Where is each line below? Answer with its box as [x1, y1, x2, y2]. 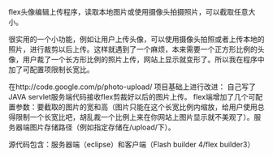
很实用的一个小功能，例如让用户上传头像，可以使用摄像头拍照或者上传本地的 [8, 35, 265, 44]
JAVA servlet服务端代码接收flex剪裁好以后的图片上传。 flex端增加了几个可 [8, 92, 256, 101]
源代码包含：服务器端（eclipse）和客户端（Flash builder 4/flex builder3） [8, 140, 255, 149]
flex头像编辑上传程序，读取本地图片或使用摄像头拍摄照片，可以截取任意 [8, 7, 249, 16]
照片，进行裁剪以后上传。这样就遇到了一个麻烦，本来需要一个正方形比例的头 [8, 45, 265, 54]
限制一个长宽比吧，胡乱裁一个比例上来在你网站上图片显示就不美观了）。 [15, 112, 254, 121]
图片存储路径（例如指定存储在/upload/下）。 [29, 122, 176, 132]
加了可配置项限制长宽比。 [8, 65, 94, 74]
